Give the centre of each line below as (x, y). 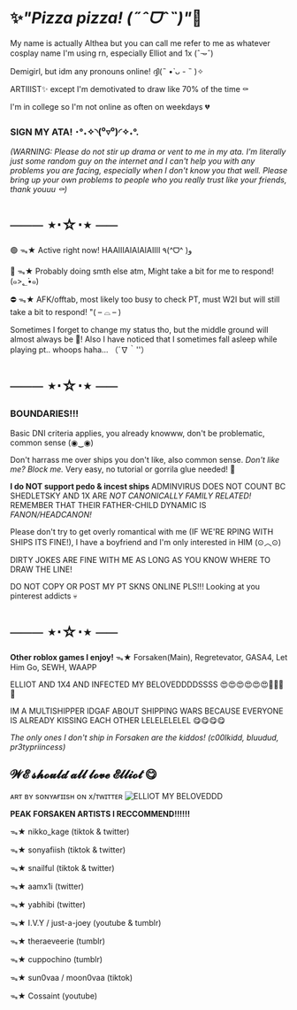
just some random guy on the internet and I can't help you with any (133, 161)
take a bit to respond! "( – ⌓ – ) (66, 312)
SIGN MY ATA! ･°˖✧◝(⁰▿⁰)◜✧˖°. (75, 132)
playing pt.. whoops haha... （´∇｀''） (80, 350)
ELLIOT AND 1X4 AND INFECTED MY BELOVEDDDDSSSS (114, 684)
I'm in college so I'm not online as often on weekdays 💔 (110, 106)
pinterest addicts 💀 (44, 596)
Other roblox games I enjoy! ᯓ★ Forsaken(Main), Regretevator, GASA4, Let (149, 657)
